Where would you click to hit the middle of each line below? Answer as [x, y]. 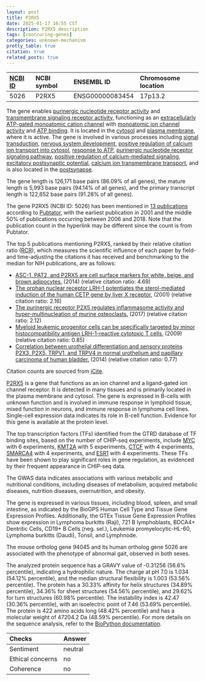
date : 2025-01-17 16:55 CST [42, 23]
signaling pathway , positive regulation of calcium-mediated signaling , [93, 156]
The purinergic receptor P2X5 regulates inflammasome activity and [99, 307]
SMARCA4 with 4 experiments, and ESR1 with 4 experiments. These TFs [97, 453]
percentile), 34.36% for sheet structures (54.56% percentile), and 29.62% [99, 591]
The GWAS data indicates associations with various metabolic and [89, 478]
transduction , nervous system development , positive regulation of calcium [99, 143]
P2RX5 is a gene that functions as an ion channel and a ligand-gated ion [97, 383]
